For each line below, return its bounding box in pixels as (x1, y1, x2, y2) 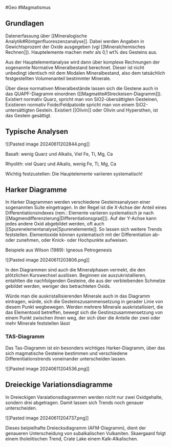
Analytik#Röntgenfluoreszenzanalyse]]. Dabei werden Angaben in (5, 38, 144, 44)
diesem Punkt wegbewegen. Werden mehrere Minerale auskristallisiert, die (5, 304, 163, 310)
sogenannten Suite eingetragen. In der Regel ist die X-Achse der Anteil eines (5, 204, 167, 210)
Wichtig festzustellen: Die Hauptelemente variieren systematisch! (5, 171, 143, 177)
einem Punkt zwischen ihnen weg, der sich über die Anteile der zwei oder (5, 315, 161, 321)
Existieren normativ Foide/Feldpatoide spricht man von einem (5, 101, 135, 108)
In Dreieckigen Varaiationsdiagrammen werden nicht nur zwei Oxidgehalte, (5, 394, 163, 400)
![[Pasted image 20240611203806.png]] (5, 257, 90, 263)
